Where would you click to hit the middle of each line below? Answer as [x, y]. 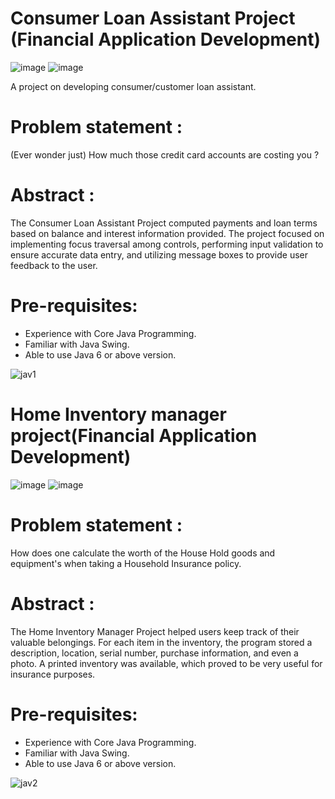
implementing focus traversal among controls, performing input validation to [167, 244]
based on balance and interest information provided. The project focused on [167, 233]
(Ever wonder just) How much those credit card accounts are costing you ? [165, 154]
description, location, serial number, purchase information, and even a [154, 653]
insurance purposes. [53, 674]
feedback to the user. [54, 265]
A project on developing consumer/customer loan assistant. [133, 86]
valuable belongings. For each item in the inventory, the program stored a [161, 642]
